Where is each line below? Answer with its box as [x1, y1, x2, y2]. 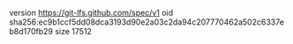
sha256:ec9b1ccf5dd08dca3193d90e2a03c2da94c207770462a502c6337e [9, 17, 285, 27]
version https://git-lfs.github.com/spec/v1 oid [9, 8, 174, 18]
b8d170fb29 [9, 26, 54, 36]
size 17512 [54, 26, 93, 36]
